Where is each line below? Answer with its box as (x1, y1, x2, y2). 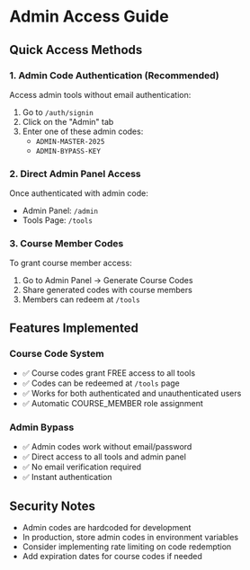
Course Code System (9, 347, 105, 360)
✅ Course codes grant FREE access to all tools (22, 368, 196, 379)
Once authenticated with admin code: (9, 188, 148, 199)
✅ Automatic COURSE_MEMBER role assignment (22, 398, 204, 409)
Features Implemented (9, 320, 139, 335)
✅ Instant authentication (22, 472, 112, 483)
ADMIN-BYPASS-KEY (35, 147, 102, 156)
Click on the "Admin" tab (22, 116, 114, 127)
